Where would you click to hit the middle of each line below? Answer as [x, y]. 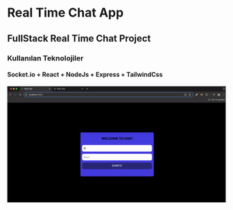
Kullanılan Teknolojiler [45, 58]
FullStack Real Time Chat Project [79, 38]
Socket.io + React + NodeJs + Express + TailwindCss [85, 75]
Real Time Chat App [66, 13]
